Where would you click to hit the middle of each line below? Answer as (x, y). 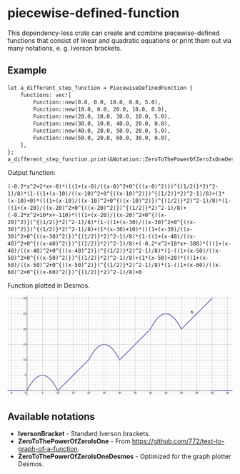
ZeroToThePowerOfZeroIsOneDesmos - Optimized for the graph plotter (124, 456)
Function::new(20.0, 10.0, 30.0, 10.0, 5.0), (102, 116)
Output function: (31, 172)
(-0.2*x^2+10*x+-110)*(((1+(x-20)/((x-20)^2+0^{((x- (87, 215)
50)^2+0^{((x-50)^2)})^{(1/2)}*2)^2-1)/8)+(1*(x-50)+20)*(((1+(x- (108, 258)
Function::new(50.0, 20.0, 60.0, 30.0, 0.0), (102, 138)
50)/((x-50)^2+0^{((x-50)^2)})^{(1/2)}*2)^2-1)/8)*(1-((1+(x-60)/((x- (115, 265)
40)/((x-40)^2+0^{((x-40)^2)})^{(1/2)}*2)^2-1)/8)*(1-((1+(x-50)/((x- (115, 251)
